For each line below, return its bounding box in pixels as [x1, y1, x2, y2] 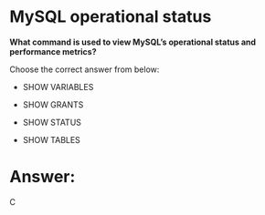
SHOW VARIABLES [22, 81, 94, 92]
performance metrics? [9, 46, 98, 56]
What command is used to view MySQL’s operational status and [9, 36, 257, 47]
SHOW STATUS [22, 117, 82, 128]
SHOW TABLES [22, 134, 80, 145]
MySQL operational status [9, 6, 212, 27]
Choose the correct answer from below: [9, 64, 160, 75]
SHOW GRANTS [22, 98, 84, 110]
